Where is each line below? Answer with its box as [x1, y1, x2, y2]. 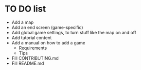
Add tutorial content [11, 35, 52, 41]
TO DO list [4, 3, 46, 14]
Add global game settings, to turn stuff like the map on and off [11, 29, 137, 35]
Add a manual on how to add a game [11, 40, 86, 45]
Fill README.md [11, 60, 44, 66]
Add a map [11, 19, 34, 25]
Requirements [18, 45, 47, 51]
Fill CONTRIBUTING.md [11, 55, 59, 61]
